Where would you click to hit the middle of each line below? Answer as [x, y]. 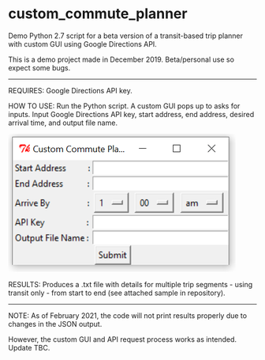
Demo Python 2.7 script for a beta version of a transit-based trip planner [125, 36]
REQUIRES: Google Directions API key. [70, 90]
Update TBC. [29, 347]
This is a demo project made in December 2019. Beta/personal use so [121, 59]
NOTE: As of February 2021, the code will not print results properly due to [127, 315]
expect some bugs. [39, 67]
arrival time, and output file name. [63, 123]
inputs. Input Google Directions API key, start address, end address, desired [131, 114]
